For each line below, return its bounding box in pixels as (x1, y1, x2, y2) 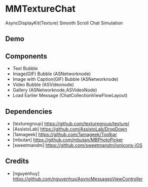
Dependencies (5, 107, 52, 116)
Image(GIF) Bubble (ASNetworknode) (12, 71, 91, 77)
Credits (5, 157, 29, 166)
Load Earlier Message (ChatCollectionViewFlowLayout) (12, 92, 128, 99)
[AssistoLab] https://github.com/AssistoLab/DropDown (12, 126, 128, 132)
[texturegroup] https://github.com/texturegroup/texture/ (12, 120, 130, 127)
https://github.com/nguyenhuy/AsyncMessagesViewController (12, 176, 143, 182)
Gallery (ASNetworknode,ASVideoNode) (12, 87, 97, 93)
